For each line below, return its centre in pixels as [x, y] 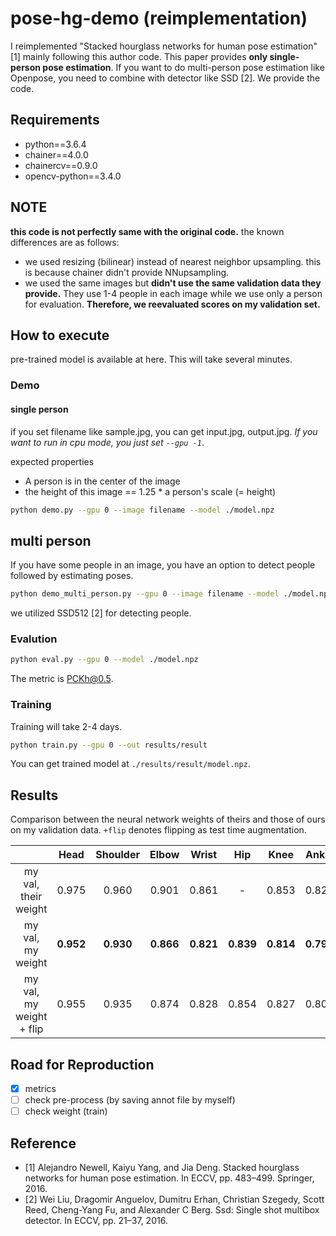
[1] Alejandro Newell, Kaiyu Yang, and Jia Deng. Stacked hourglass [162, 1168]
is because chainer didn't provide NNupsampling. [127, 272]
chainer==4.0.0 [56, 154]
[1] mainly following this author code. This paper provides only [139, 56]
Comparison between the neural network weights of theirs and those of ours [168, 819]
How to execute [60, 335]
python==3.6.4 [55, 144]
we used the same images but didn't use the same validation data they [173, 283]
